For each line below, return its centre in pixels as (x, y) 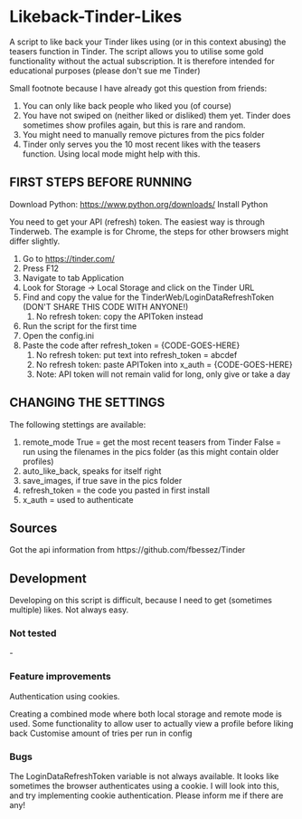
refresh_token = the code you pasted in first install (116, 490)
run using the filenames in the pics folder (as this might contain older (151, 451)
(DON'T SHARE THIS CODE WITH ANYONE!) (105, 306)
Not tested (33, 633)
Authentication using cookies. (65, 696)
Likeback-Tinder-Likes (96, 17)
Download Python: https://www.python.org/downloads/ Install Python (139, 204)
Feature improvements (60, 677)
